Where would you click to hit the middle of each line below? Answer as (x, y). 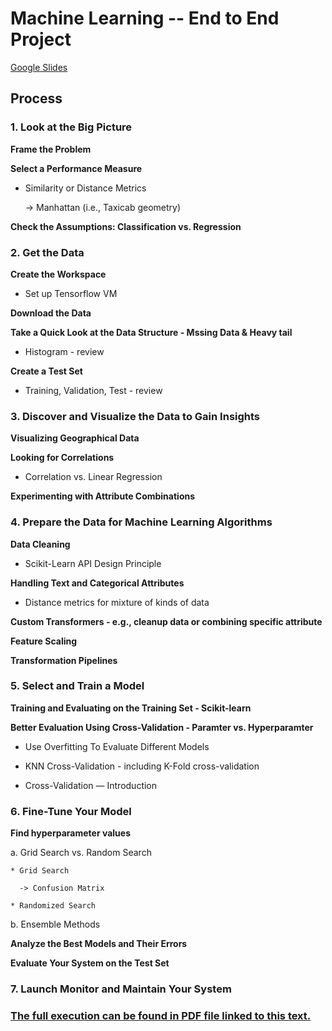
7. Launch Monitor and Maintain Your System (121, 989)
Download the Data (51, 313)
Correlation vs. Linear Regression (93, 477)
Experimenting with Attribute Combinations (103, 496)
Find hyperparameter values (71, 833)
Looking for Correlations (62, 458)
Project (41, 39)
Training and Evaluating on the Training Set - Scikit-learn (131, 708)
